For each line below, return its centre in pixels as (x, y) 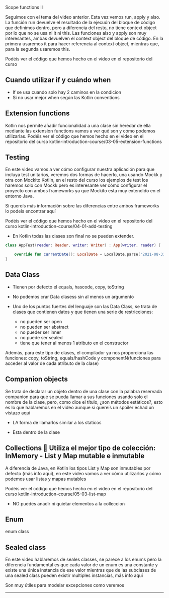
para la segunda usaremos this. (38, 49)
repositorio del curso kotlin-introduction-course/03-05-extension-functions (83, 141)
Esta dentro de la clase (36, 432)
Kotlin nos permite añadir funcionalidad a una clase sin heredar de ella (78, 125)
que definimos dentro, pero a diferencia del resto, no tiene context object (81, 28)
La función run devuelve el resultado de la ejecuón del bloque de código (80, 22)
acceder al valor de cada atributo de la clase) (52, 363)
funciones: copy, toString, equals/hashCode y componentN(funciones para (83, 358)
